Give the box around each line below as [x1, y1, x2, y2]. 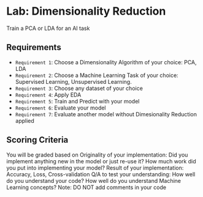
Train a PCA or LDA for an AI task [6, 24, 90, 32]
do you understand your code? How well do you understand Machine [6, 177, 182, 184]
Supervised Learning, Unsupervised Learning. [15, 78, 132, 85]
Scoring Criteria [6, 135, 69, 145]
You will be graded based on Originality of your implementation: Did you [6, 151, 188, 158]
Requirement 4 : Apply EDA [15, 91, 82, 98]
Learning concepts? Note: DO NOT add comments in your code [6, 184, 167, 191]
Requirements [6, 42, 61, 53]
